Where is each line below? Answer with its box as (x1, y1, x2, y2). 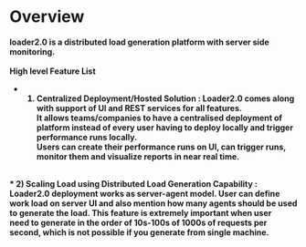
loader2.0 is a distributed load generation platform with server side (9, 36, 269, 47)
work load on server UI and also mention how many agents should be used (9, 198, 298, 209)
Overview (9, 6, 85, 27)
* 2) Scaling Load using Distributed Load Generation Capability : (9, 178, 258, 189)
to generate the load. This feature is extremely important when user (9, 207, 272, 218)
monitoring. (9, 46, 56, 57)
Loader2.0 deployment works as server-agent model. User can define (9, 188, 280, 199)
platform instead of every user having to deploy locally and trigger (36, 121, 294, 133)
